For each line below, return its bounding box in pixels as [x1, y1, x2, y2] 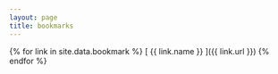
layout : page [9, 12, 58, 22]
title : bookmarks [9, 21, 74, 30]
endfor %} [9, 55, 47, 66]
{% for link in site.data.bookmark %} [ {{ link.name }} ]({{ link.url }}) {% [9, 45, 270, 56]
